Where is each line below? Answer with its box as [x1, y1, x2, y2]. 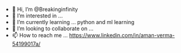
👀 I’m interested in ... [11, 12, 63, 19]
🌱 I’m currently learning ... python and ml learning [11, 19, 135, 25]
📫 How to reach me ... [11, 32, 68, 39]
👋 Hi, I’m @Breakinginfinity [11, 6, 78, 13]
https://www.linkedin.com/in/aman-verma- [69, 32, 176, 39]
